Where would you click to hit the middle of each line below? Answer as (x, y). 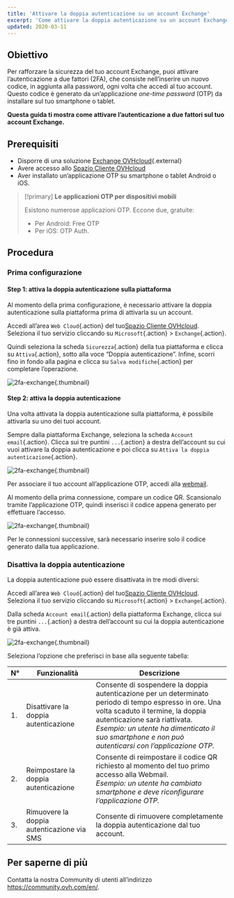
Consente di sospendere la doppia (152, 685)
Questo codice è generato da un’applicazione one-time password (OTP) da (115, 94)
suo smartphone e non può (140, 737)
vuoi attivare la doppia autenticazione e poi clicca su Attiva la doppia (108, 449)
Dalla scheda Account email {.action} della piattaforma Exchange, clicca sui (114, 614)
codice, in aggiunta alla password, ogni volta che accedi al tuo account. (110, 86)
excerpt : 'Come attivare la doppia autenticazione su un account (104, 20)
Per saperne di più (48, 863)
